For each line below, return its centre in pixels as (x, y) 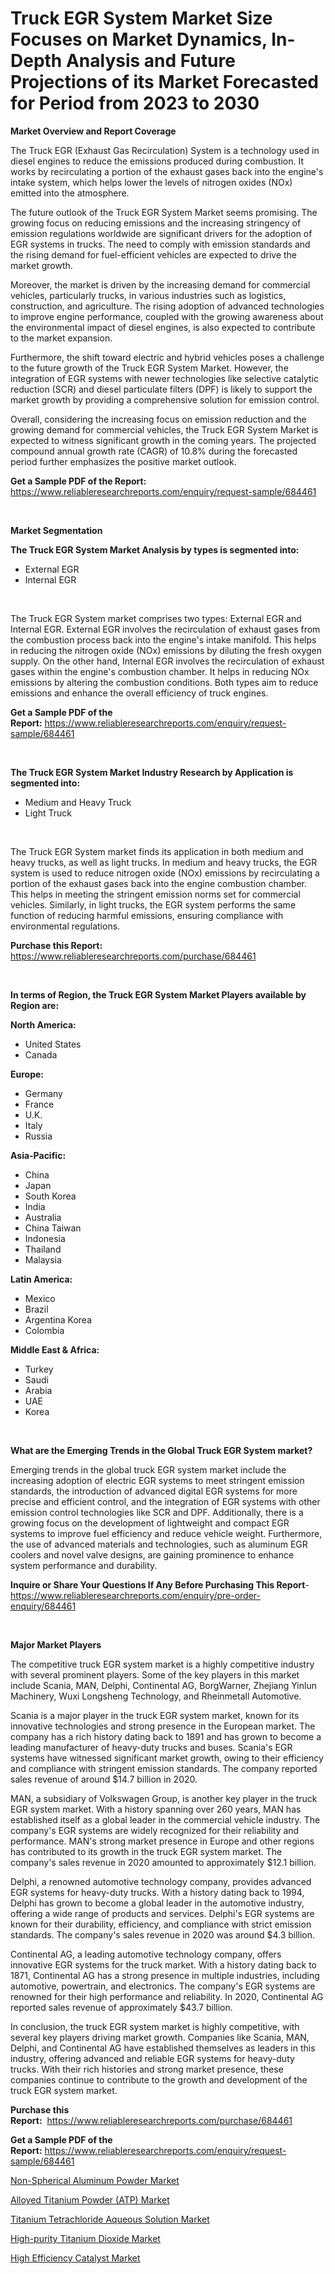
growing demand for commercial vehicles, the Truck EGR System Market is (164, 429)
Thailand (43, 1249)
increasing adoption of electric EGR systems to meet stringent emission (157, 1480)
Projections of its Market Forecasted (164, 82)
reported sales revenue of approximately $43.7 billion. (121, 2007)
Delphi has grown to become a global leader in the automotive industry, (157, 1903)
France (39, 1104)
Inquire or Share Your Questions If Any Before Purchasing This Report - (160, 1584)
